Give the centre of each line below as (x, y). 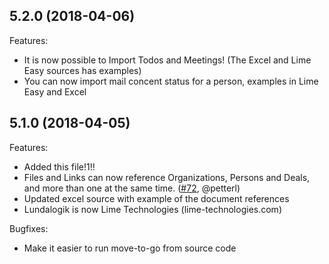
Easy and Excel (55, 91)
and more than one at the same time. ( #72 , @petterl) (132, 188)
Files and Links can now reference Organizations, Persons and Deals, (167, 177)
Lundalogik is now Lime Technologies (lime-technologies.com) (152, 209)
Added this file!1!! (59, 166)
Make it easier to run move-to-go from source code (130, 248)
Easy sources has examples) (82, 70)
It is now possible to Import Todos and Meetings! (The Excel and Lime (167, 60)
